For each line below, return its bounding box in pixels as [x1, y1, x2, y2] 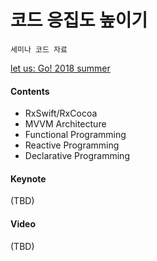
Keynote [10, 172, 47, 185]
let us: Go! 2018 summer [10, 62, 111, 74]
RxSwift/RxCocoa [24, 107, 98, 120]
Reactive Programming [24, 139, 120, 151]
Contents [10, 85, 50, 97]
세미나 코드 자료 [10, 44, 68, 55]
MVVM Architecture [24, 118, 107, 130]
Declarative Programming [24, 150, 130, 162]
